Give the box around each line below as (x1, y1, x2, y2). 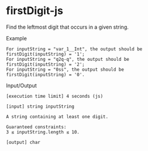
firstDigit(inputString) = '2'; (6, 61, 85, 67)
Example (6, 35, 27, 42)
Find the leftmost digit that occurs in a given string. (6, 23, 129, 30)
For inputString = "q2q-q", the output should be (6, 56, 130, 62)
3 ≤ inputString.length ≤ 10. (6, 129, 80, 135)
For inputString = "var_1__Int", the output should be (6, 46, 143, 52)
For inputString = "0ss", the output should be (6, 66, 125, 73)
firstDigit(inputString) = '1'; (6, 51, 85, 57)
